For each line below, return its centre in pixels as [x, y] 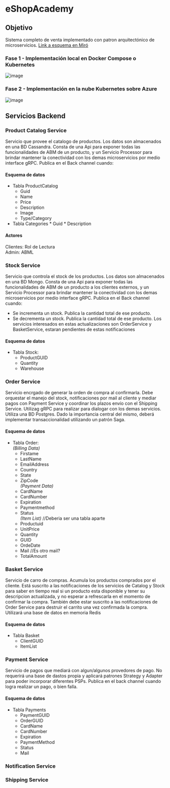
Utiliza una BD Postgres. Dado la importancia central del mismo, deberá [80, 414]
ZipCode [29, 480]
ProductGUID [34, 358]
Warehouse [32, 368]
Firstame [29, 453]
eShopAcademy [39, 9]
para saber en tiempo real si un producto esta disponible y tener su [75, 591]
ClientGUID [32, 641]
